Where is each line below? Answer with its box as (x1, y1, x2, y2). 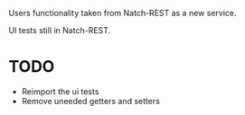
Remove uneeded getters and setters (21, 95, 160, 106)
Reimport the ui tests (21, 85, 99, 97)
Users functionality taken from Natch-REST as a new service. (8, 8, 237, 18)
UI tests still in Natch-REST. (8, 25, 111, 35)
